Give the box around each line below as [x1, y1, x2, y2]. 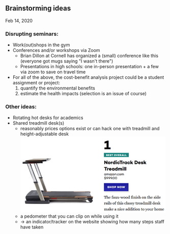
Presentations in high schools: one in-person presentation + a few [20, 64, 159, 70]
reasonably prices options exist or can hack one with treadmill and [20, 126, 160, 132]
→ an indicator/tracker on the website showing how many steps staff [20, 219, 164, 225]
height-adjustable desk [20, 131, 69, 137]
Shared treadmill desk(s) [12, 120, 65, 126]
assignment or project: [12, 80, 60, 86]
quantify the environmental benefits [20, 85, 95, 91]
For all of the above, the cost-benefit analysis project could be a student [12, 74, 164, 80]
